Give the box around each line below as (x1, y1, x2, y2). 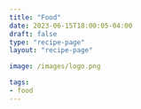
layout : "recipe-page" (9, 46, 93, 55)
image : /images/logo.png (9, 62, 101, 71)
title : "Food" (9, 12, 62, 22)
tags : (9, 78, 29, 87)
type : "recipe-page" (9, 37, 86, 47)
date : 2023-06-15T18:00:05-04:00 (9, 21, 133, 30)
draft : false (9, 29, 58, 38)
